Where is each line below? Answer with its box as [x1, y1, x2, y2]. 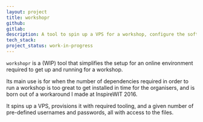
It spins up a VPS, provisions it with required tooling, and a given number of [6, 102, 194, 109]
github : [6, 20, 26, 26]
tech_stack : [6, 37, 36, 43]
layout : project [6, 8, 47, 15]
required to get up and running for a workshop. [6, 66, 123, 73]
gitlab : [6, 25, 26, 32]
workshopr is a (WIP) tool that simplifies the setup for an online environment [6, 59, 193, 67]
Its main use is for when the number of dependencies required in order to [6, 77, 189, 85]
